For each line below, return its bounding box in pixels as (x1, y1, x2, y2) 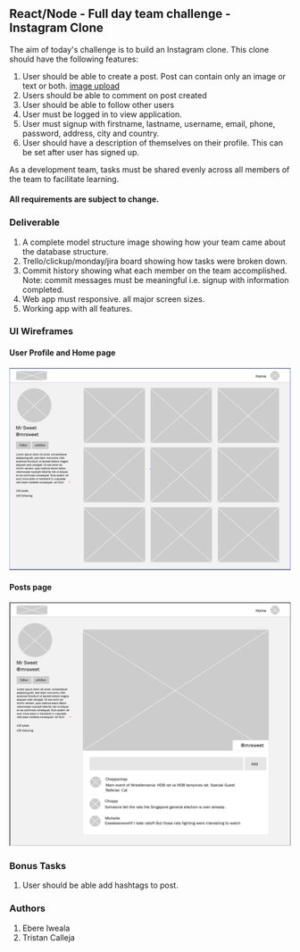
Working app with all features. (21, 303, 133, 313)
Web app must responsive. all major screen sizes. (21, 293, 205, 305)
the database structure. (21, 246, 109, 256)
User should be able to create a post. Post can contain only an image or (21, 71, 287, 81)
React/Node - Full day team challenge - (9, 6, 231, 21)
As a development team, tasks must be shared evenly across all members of (9, 163, 290, 175)
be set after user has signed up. (21, 146, 140, 157)
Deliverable (9, 216, 61, 229)
